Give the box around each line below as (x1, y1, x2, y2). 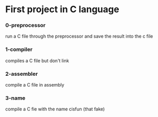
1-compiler (5, 46, 33, 53)
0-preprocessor (5, 22, 46, 29)
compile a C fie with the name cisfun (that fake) (5, 106, 105, 112)
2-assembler (5, 70, 38, 77)
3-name (5, 95, 25, 101)
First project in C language (5, 4, 120, 15)
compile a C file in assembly (5, 82, 65, 88)
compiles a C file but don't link (5, 57, 69, 64)
